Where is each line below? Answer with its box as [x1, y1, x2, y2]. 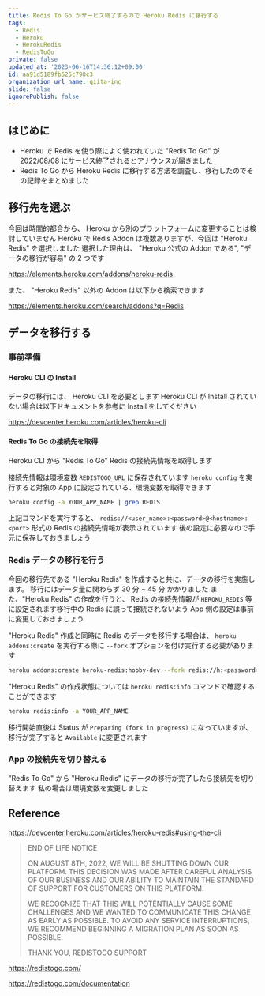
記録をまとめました [26, 175, 89, 186]
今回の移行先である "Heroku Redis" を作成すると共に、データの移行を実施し [8, 574, 256, 583]
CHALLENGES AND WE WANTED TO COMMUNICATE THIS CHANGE [27, 907, 251, 917]
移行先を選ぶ [8, 201, 71, 214]
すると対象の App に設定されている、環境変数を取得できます [14, 482, 212, 492]
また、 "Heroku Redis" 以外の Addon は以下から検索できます [8, 285, 205, 295]
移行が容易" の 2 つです [28, 253, 105, 262]
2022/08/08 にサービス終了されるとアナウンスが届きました [19, 156, 213, 166]
